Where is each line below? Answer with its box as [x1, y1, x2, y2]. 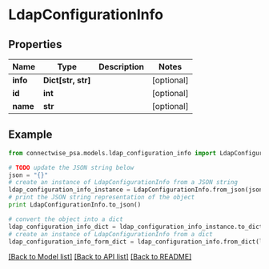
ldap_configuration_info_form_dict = [8, 238, 134, 246]
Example [8, 128, 53, 142]
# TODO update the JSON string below [8, 163, 134, 171]
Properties [8, 38, 62, 51]
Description [98, 62, 144, 72]
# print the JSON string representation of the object [8, 194, 195, 202]
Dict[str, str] [42, 74, 91, 86]
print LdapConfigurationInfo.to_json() [8, 201, 142, 209]
